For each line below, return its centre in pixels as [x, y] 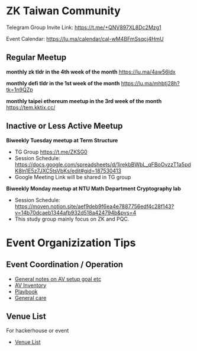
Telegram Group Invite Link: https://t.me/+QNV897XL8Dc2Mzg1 [84, 27]
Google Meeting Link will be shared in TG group [73, 177]
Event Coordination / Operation [64, 265]
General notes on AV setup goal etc [58, 279]
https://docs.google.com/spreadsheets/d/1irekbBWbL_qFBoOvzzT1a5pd [103, 164]
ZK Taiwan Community [64, 11]
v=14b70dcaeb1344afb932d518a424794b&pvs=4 [75, 212]
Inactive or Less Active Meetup [64, 126]
